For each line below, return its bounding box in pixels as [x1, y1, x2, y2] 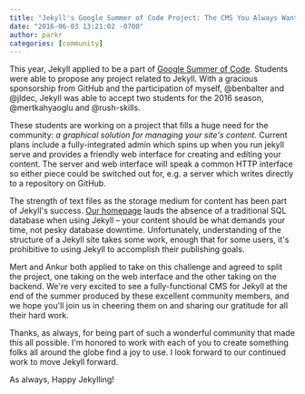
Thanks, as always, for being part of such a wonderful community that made [9, 328, 295, 338]
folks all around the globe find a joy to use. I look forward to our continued [9, 347, 287, 358]
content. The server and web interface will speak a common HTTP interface [9, 158, 293, 169]
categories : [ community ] [9, 38, 103, 48]
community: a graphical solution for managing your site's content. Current [9, 129, 288, 141]
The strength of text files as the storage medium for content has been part [9, 196, 288, 207]
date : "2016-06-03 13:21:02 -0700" [9, 22, 144, 31]
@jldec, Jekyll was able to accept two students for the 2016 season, [9, 93, 264, 104]
